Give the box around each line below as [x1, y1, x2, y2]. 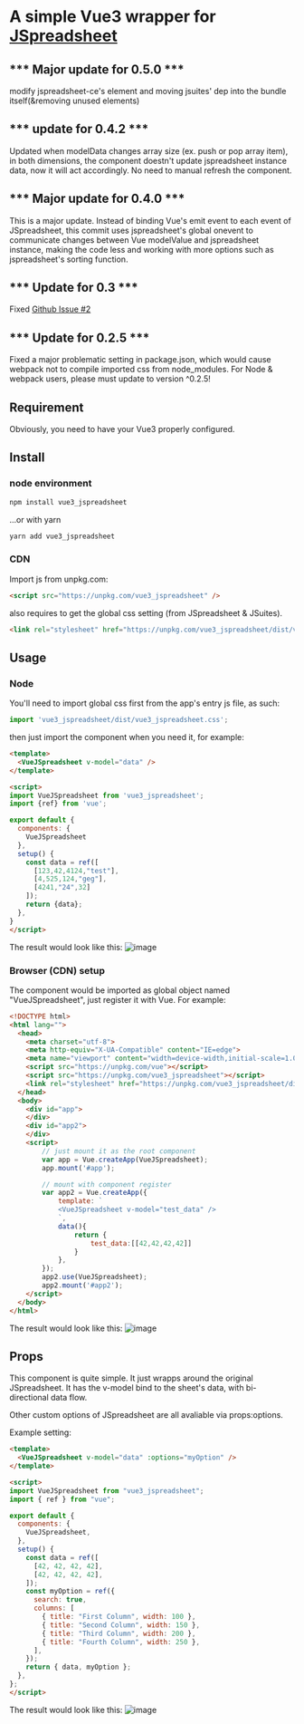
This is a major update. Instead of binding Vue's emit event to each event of [9, 215, 291, 226]
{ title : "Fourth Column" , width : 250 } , [42, 1637, 201, 1646]
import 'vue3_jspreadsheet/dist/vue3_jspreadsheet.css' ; [9, 716, 229, 725]
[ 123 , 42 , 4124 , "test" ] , [33, 866, 119, 875]
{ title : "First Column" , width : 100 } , [42, 1613, 196, 1622]
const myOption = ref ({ [25, 1587, 116, 1596]
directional [9, 1392, 50, 1403]
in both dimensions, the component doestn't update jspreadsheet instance [9, 155, 288, 166]
